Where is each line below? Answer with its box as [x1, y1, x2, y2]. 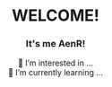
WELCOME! [12, 5, 99, 26]
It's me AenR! [25, 38, 86, 50]
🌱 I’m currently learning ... [7, 67, 104, 78]
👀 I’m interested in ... [17, 57, 94, 68]
